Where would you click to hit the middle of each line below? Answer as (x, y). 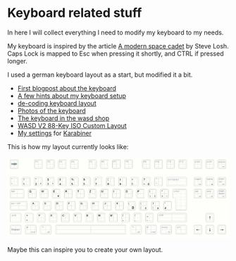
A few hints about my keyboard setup (72, 96)
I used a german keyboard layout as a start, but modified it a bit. (100, 75)
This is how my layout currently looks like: (68, 146)
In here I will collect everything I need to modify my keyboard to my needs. (116, 32)
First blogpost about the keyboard (67, 88)
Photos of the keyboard (51, 110)
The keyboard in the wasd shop (63, 118)
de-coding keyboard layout (57, 103)
